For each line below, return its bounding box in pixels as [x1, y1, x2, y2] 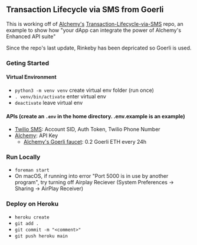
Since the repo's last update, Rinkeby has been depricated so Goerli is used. [6, 44, 192, 51]
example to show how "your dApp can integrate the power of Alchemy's [6, 27, 182, 34]
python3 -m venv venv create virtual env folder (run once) [14, 87, 155, 94]
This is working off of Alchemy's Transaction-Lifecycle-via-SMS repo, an [6, 20, 184, 27]
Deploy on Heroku [6, 200, 59, 208]
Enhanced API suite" [6, 32, 56, 40]
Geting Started [6, 59, 49, 67]
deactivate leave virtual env [14, 99, 83, 106]
